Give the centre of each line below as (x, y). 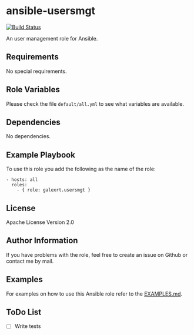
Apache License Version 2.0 (40, 222)
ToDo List (24, 312)
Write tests (28, 326)
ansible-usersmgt (51, 11)
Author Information (42, 241)
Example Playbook (41, 155)
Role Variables (33, 90)
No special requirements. (36, 71)
